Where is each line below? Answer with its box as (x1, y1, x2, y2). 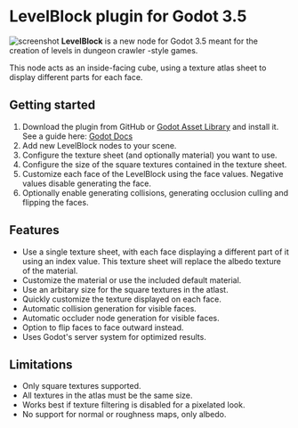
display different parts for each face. (9, 71, 143, 82)
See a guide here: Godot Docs (21, 131, 133, 141)
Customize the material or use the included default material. (21, 274, 242, 286)
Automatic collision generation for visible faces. (21, 303, 197, 313)
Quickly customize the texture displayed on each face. (21, 294, 222, 304)
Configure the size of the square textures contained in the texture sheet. (21, 158, 287, 170)
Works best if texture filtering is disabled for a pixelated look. (21, 400, 246, 410)
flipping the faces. (21, 197, 89, 207)
